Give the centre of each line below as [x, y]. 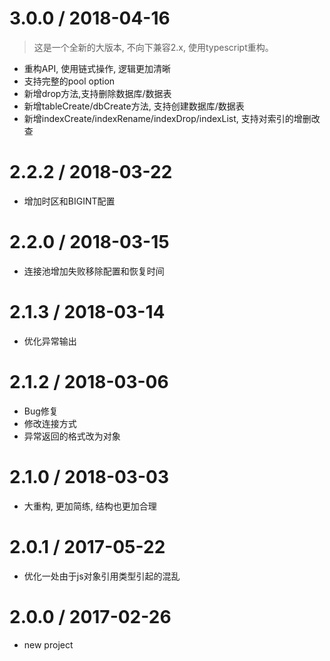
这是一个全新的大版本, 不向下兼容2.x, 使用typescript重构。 [153, 47]
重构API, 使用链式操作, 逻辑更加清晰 [97, 68]
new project [48, 644]
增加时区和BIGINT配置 [69, 201]
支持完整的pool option [69, 81]
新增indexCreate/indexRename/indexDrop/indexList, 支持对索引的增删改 [172, 118]
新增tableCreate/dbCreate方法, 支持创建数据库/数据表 [134, 106]
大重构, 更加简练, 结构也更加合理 [90, 506]
